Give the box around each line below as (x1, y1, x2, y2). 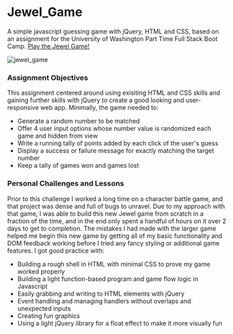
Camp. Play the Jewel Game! (7, 42, 90, 50)
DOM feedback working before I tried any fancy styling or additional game (7, 239, 220, 247)
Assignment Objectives (7, 72, 88, 82)
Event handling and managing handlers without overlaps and (17, 296, 191, 305)
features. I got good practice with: (7, 246, 104, 255)
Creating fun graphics (17, 311, 81, 320)
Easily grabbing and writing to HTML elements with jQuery (17, 289, 185, 298)
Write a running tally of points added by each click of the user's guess (17, 139, 219, 148)
